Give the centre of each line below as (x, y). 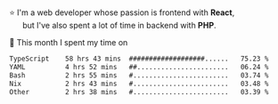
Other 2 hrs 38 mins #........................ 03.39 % (139, 92)
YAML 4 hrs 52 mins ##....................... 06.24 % (139, 67)
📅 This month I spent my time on (69, 42)
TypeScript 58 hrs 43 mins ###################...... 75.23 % (139, 59)
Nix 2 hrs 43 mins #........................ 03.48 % (139, 84)
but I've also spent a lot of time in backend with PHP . (119, 25)
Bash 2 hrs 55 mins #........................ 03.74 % (139, 75)
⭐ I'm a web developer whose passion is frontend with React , (122, 12)
